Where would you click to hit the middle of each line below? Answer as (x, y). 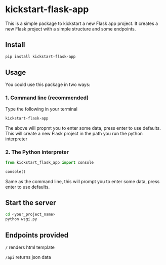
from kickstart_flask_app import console (50, 162)
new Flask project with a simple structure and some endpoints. (71, 28)
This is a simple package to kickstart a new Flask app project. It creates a (82, 23)
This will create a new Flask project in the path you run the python (74, 133)
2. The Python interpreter (37, 152)
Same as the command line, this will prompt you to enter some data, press (82, 181)
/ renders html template (30, 247)
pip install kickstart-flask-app (40, 56)
